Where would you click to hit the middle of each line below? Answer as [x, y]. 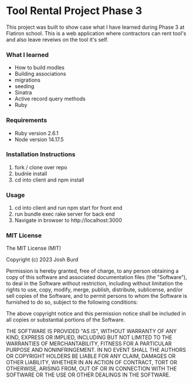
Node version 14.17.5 [39, 139]
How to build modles [39, 68]
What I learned [27, 55]
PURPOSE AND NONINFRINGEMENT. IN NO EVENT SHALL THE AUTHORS [96, 350]
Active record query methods [50, 99]
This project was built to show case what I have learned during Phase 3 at [95, 27]
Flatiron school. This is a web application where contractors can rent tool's [96, 33]
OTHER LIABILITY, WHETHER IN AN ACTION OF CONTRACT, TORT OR [92, 362]
